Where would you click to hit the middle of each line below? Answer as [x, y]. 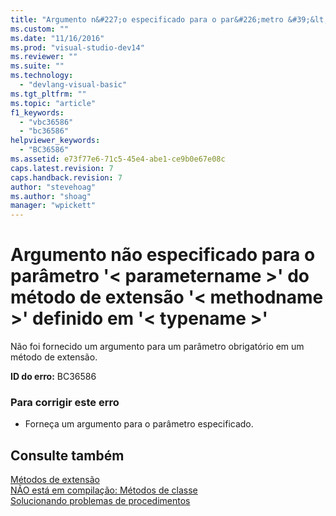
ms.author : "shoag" [51, 196]
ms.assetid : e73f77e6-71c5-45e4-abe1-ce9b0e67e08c [118, 159]
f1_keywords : [37, 112]
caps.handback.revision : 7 [66, 177]
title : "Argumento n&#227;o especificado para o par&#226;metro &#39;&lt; [169, 19]
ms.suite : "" [37, 66]
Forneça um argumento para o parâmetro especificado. [139, 424]
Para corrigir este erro [65, 402]
